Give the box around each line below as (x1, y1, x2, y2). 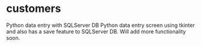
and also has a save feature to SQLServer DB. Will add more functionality (6, 27, 187, 35)
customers (6, 2, 62, 16)
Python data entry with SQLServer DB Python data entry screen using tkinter (6, 22, 195, 29)
